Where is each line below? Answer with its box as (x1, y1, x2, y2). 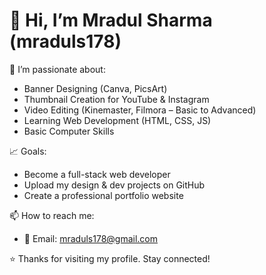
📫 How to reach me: (9, 209, 95, 221)
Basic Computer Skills (23, 125, 115, 137)
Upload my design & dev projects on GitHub (23, 179, 206, 191)
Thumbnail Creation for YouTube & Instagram (23, 93, 210, 105)
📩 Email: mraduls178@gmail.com (23, 232, 159, 244)
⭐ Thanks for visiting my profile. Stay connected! (9, 252, 211, 264)
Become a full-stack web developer (23, 168, 171, 180)
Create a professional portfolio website (23, 189, 184, 201)
